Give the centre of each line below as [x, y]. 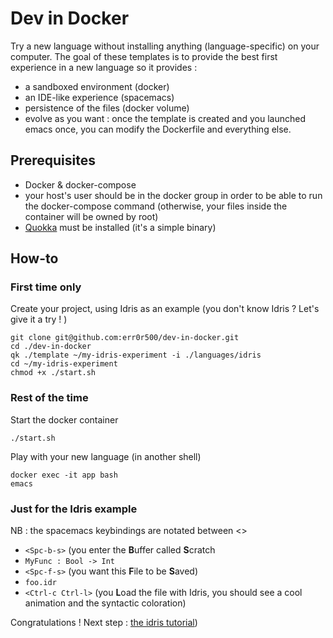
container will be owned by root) [91, 216]
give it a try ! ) [39, 319]
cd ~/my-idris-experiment [64, 364]
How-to [34, 258]
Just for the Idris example [74, 509]
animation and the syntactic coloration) [105, 603]
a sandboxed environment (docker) [97, 86]
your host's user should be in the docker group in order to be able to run [173, 195]
